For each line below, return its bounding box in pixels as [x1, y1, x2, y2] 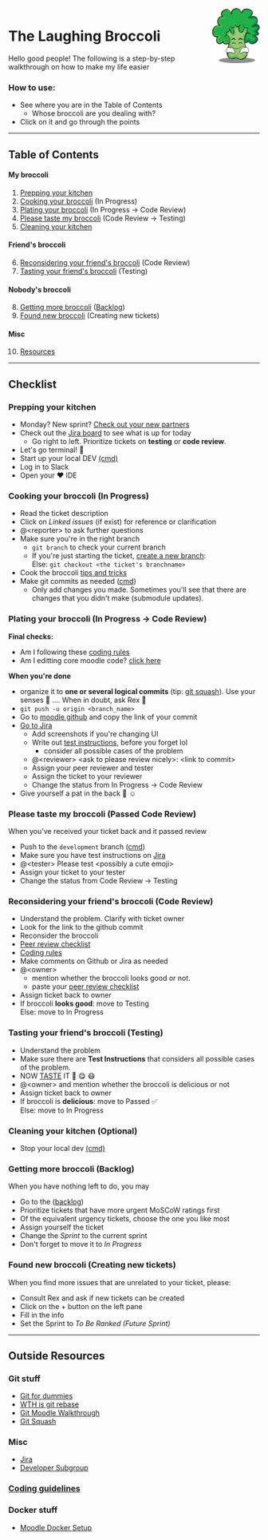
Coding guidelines [8, 1483, 81, 1494]
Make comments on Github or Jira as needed [19, 956, 169, 966]
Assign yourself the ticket [19, 1222, 104, 1232]
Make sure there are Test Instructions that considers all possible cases [19, 1054, 255, 1063]
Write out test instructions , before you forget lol [31, 737, 188, 747]
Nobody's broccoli [8, 284, 72, 294]
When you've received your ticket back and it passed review [8, 827, 207, 836]
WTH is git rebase [19, 1399, 80, 1409]
